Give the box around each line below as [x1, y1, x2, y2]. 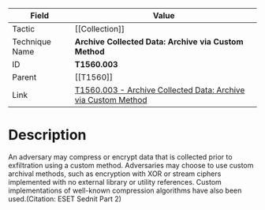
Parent [12, 72, 37, 82]
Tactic [12, 24, 35, 34]
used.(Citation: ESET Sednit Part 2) [8, 193, 122, 204]
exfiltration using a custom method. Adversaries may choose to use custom [8, 160, 254, 170]
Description [8, 126, 87, 144]
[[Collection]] [74, 24, 125, 34]
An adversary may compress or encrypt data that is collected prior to [8, 152, 233, 161]
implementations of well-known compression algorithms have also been [8, 186, 242, 195]
